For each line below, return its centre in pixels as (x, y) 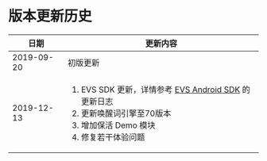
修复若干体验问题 (113, 137)
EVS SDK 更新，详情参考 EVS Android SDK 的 (165, 90)
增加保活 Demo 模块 (118, 125)
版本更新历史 (50, 16)
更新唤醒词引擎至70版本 (126, 113)
